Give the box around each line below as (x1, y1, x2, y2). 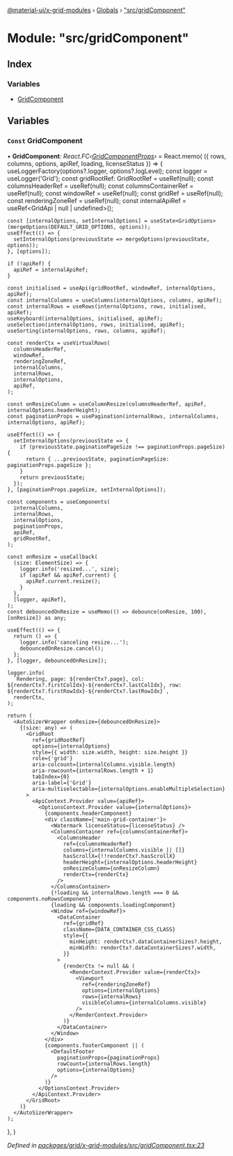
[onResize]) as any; (7, 614, 67, 621)
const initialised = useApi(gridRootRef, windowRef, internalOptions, (7, 284, 216, 292)
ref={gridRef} (63, 919, 104, 927)
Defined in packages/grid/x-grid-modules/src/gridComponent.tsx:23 (7, 1141, 205, 1149)
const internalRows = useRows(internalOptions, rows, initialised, (7, 303, 207, 310)
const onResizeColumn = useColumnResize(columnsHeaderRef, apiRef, (7, 401, 207, 408)
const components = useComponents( (7, 498, 111, 505)
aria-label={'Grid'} (32, 779, 92, 786)
